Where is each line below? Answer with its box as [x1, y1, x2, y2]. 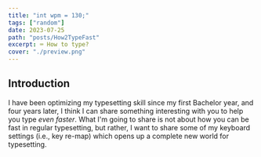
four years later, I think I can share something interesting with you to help [8, 106, 244, 115]
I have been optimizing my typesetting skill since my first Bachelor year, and [8, 97, 254, 107]
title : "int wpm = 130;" [8, 11, 89, 20]
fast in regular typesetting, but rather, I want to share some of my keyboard [8, 122, 251, 132]
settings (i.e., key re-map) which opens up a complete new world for [8, 131, 230, 141]
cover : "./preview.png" [8, 48, 86, 56]
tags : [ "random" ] [8, 19, 65, 27]
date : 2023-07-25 [8, 26, 65, 34]
